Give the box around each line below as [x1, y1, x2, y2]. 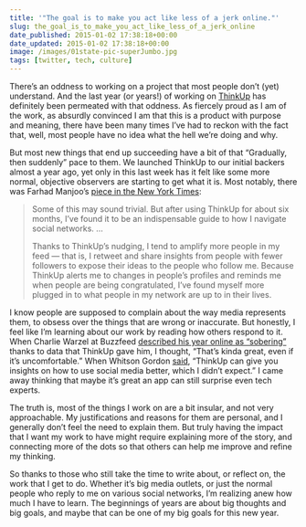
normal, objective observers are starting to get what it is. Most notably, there [9, 176, 298, 187]
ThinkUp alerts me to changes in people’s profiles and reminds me [31, 270, 281, 280]
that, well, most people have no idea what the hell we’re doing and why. [9, 130, 279, 140]
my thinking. [9, 451, 57, 461]
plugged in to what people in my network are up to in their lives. [31, 290, 272, 300]
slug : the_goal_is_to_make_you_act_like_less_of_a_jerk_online [9, 22, 256, 31]
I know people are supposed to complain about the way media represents [9, 307, 286, 318]
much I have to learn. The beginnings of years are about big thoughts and [9, 498, 287, 508]
